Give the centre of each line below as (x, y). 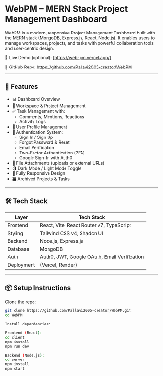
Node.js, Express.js (61, 241)
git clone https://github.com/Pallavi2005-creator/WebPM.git (68, 311)
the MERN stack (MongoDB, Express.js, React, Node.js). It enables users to (80, 38)
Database (18, 249)
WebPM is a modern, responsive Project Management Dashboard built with (80, 33)
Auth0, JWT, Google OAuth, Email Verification (92, 257)
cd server (15, 360)
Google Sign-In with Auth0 (46, 158)
